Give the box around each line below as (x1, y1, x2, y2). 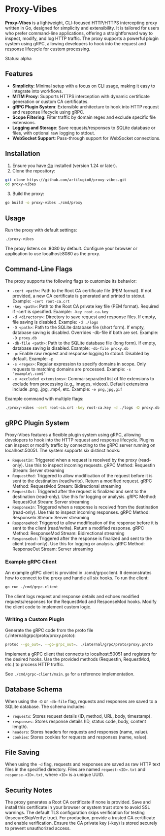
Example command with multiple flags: (5, 396, 84, 401)
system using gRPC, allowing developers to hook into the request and (5, 40, 146, 46)
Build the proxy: (12, 191, 44, 197)
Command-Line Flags (5, 265, 73, 273)
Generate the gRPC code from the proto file (5, 627, 94, 633)
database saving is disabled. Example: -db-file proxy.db (12, 345, 129, 351)
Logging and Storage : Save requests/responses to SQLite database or (12, 125, 156, 131)
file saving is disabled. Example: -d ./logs (12, 319, 99, 325)
